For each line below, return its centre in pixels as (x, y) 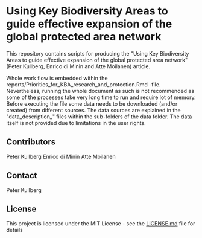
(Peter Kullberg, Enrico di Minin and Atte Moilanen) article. (78, 66)
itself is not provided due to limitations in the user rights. (76, 123)
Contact (22, 175)
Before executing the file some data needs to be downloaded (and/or (92, 103)
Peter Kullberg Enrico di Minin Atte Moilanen (61, 156)
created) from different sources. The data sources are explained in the (93, 110)
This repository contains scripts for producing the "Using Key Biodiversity (98, 53)
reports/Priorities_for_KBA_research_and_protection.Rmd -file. (84, 84)
